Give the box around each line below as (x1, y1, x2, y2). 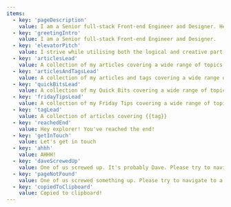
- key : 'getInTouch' (12, 132, 72, 139)
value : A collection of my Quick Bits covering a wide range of (19, 87, 208, 94)
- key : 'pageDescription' (12, 17, 88, 23)
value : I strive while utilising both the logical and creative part (19, 49, 223, 56)
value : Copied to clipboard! (19, 190, 103, 197)
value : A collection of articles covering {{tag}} (19, 112, 168, 119)
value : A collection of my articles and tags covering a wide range (19, 74, 220, 81)
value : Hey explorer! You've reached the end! (19, 126, 155, 132)
